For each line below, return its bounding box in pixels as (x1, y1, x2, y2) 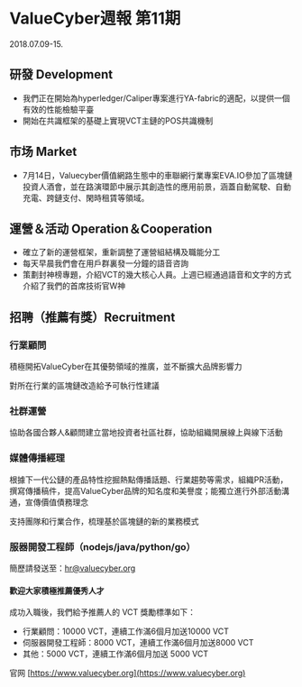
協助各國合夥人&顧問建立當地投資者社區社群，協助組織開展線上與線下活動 (9, 427, 284, 438)
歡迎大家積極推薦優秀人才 (9, 585, 105, 596)
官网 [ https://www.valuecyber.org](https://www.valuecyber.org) (9, 668, 246, 679)
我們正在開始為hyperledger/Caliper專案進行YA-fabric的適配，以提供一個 (22, 92, 290, 104)
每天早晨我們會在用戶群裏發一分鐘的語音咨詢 (22, 258, 189, 269)
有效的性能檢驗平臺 (22, 104, 95, 114)
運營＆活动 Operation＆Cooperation (9, 221, 213, 236)
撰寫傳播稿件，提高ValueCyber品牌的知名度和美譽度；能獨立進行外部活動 (9, 485, 282, 496)
